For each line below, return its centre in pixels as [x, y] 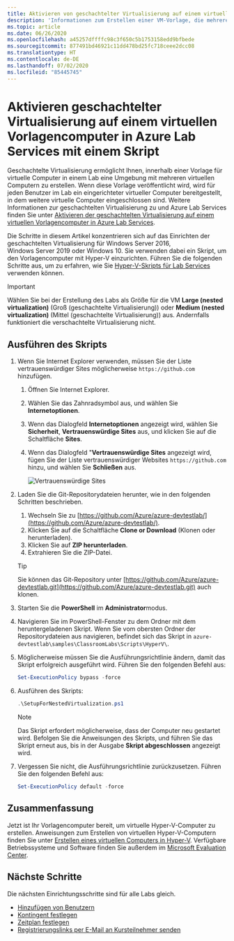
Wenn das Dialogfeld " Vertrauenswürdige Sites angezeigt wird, [119, 453]
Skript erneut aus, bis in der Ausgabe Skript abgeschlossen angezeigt [119, 745]
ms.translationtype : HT [42, 53]
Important [21, 286]
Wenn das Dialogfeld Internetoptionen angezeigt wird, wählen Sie [123, 424]
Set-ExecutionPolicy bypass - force [69, 678]
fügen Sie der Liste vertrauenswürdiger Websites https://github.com [127, 460]
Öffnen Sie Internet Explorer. [69, 390]
